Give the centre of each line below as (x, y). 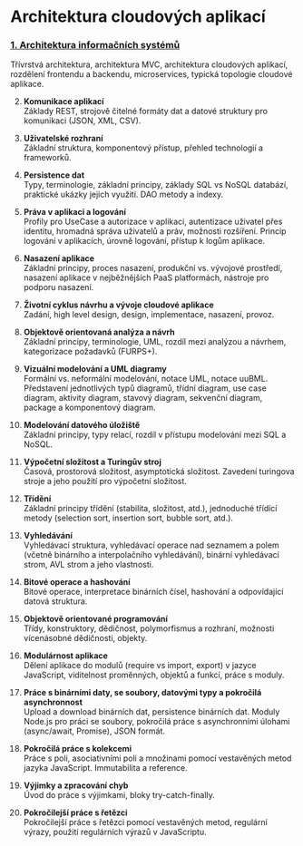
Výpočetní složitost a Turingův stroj (92, 462)
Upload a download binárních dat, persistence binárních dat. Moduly (151, 712)
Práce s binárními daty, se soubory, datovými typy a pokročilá (142, 693)
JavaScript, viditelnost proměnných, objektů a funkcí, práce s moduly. (154, 675)
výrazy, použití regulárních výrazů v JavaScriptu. (115, 832)
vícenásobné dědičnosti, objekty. (85, 638)
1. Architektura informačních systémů (95, 45)
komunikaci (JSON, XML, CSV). (82, 121)
